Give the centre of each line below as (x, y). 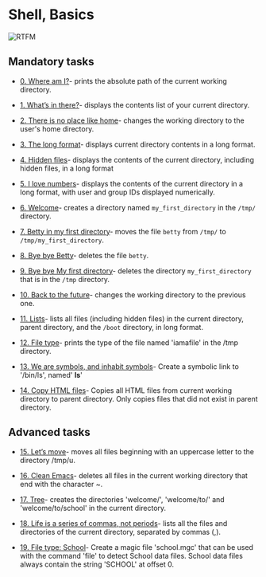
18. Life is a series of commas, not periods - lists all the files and (123, 523)
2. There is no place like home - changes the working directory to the (132, 120)
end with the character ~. (61, 484)
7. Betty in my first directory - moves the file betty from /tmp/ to (123, 231)
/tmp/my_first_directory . (62, 240)
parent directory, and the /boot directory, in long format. (112, 327)
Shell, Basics (51, 15)
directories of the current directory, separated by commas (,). (120, 532)
